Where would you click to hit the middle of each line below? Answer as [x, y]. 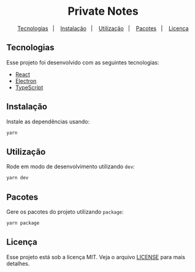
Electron [26, 80]
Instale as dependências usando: [48, 122]
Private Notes [103, 11]
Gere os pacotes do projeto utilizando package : [65, 212]
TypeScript [29, 87]
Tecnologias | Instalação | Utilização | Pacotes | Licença [103, 28]
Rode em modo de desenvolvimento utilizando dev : [71, 166]
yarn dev [17, 178]
